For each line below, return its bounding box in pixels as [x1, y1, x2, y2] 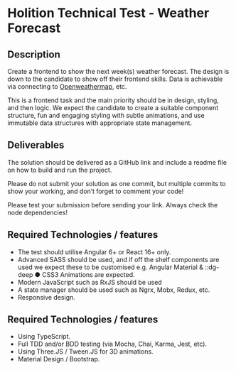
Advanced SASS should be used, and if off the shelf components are [17, 255, 220, 263]
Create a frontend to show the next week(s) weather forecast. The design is [7, 67, 230, 75]
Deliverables [7, 139, 65, 151]
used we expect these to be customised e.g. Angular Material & [17, 263, 204, 271]
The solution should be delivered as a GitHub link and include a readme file [7, 158, 227, 166]
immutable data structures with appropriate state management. [7, 119, 193, 127]
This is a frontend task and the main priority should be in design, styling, [7, 96, 219, 104]
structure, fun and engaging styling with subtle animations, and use [7, 111, 205, 119]
